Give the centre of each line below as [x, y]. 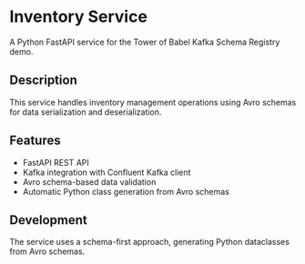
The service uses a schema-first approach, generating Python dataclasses [149, 242]
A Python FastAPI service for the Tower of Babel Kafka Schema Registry [145, 42]
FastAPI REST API [56, 162]
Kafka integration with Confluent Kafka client [107, 172]
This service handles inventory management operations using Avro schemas [153, 102]
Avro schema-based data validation [89, 182]
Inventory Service [79, 17]
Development [49, 220]
